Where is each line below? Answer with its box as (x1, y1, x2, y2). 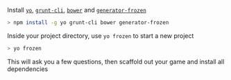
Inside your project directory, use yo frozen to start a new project (7, 31, 194, 40)
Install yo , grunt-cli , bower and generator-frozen (7, 6, 147, 14)
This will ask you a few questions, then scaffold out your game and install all (7, 57, 225, 66)
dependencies (7, 65, 49, 73)
